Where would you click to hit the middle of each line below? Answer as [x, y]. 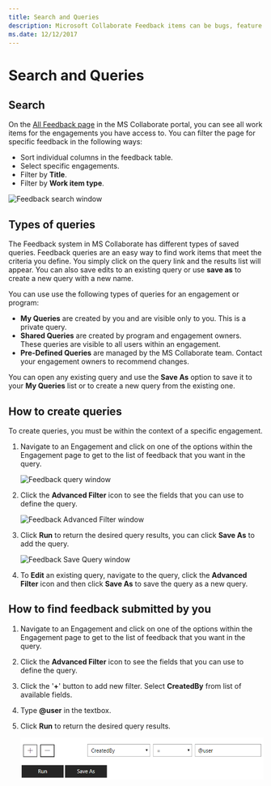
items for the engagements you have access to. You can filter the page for [132, 133]
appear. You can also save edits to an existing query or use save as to [125, 270]
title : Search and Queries [54, 17]
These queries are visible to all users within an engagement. [120, 344]
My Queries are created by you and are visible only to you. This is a [133, 318]
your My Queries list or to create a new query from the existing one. [122, 386]
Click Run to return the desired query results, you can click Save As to [137, 535]
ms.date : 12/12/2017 [43, 34]
